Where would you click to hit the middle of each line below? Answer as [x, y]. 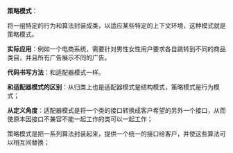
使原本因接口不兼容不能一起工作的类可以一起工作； [80, 119]
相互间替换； [31, 142]
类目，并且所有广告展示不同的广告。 [59, 57]
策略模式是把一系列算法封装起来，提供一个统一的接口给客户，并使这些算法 [113, 134]
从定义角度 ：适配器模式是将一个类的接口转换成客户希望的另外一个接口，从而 [116, 110]
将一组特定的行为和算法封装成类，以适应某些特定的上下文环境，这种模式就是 [116, 26]
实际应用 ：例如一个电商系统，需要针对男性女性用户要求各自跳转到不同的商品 [116, 49]
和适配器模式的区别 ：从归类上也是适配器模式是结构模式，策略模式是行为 [110, 87]
